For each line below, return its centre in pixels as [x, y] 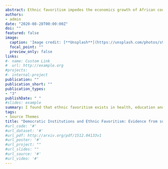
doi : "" [13, 28]
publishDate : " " [23, 98]
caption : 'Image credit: [35, 42]
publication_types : [25, 89]
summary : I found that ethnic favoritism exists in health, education [80, 107]
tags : [11, 112]
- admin [13, 19]
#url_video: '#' [22, 158]
